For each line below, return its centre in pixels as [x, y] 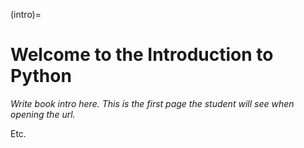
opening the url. [43, 114]
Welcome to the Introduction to [142, 55]
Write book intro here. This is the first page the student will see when [152, 103]
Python [41, 76]
